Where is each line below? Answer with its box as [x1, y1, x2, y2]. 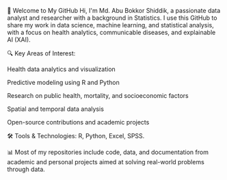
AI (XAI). [7, 36, 31, 44]
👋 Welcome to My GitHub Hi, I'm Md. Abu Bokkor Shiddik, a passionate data [7, 7, 221, 14]
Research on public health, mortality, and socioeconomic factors [7, 92, 189, 99]
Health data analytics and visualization [7, 65, 116, 73]
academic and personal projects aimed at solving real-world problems [7, 158, 205, 166]
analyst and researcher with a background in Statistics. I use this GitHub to [7, 14, 217, 22]
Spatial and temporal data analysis [7, 105, 105, 113]
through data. [7, 165, 46, 173]
